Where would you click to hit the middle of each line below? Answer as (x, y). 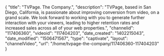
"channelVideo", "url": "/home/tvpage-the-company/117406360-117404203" (82, 43)
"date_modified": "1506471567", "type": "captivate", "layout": (67, 38)
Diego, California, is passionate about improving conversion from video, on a (82, 12)
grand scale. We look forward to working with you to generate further (75, 17)
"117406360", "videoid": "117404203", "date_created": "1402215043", (75, 33)
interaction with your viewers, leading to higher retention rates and (72, 23)
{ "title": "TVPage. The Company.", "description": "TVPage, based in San (78, 7)
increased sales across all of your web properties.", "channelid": (70, 28)
